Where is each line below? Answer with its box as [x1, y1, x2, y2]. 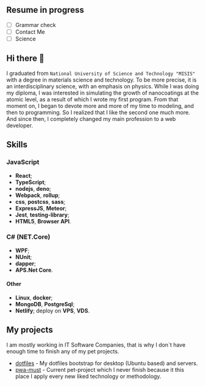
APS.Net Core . [15, 266, 53, 274]
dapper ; [15, 260, 36, 267]
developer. [6, 122, 34, 129]
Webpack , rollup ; [15, 191, 60, 199]
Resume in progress [6, 5, 84, 15]
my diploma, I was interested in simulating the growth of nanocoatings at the [6, 89, 199, 96]
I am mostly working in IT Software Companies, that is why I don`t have [6, 341, 185, 349]
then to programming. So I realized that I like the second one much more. [6, 109, 190, 116]
